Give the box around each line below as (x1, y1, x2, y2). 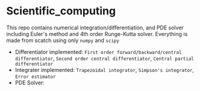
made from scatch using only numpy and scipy (6, 37, 119, 44)
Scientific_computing (6, 4, 116, 18)
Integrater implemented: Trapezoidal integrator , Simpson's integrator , (14, 66, 195, 73)
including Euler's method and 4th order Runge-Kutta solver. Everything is (6, 30, 188, 37)
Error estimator (14, 74, 56, 80)
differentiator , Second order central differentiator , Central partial (14, 54, 194, 62)
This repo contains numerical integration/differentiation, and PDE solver (6, 24, 184, 31)
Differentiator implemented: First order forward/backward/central (14, 48, 182, 55)
